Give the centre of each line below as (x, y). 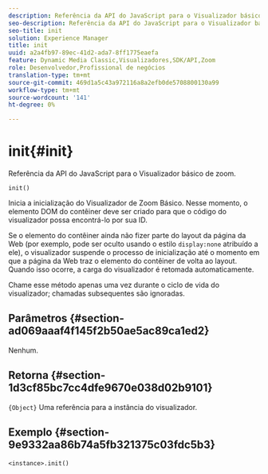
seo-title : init (35, 30)
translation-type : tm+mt (49, 75)
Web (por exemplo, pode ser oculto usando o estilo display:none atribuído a (133, 244)
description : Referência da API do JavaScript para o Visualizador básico (135, 16)
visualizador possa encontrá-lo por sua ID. (78, 220)
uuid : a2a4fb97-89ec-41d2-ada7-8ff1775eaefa (83, 53)
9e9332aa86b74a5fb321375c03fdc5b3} (112, 445)
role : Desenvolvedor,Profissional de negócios (87, 68)
